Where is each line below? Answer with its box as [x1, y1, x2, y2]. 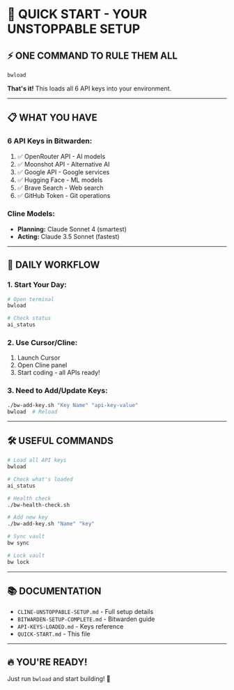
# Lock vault [7, 552, 45, 559]
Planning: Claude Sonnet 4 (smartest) [17, 224, 127, 233]
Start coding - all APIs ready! [17, 369, 100, 377]
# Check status [7, 315, 52, 322]
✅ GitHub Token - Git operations [17, 191, 111, 199]
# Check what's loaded [7, 475, 73, 483]
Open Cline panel [17, 361, 68, 369]
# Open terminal [7, 296, 54, 302]
